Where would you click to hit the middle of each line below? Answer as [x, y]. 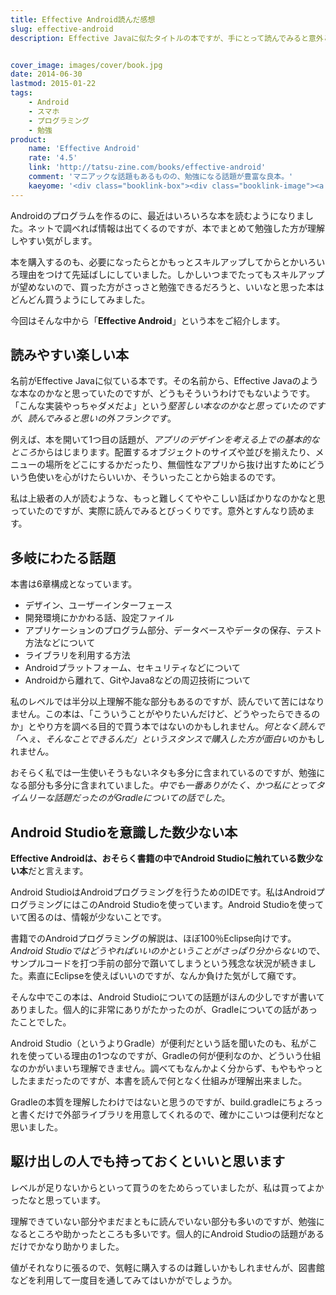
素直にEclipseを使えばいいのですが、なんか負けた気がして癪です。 [164, 976]
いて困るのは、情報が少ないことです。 [88, 917]
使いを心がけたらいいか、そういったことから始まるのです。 [159, 477]
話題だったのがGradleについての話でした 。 [142, 798]
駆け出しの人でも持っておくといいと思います [148, 1161]
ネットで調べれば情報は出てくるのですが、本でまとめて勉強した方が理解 [176, 228]
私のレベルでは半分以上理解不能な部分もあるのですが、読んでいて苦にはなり [167, 702]
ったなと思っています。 [58, 1200]
